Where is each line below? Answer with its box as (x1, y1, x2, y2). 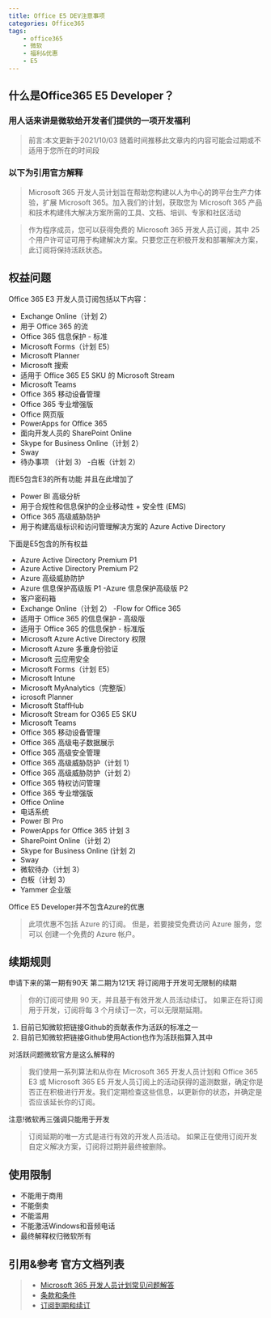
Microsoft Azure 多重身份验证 (19, 644, 119, 654)
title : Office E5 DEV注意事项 (8, 11, 105, 20)
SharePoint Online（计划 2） (19, 835, 116, 845)
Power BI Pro (19, 816, 64, 825)
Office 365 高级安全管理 (19, 748, 101, 757)
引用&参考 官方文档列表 (8, 1257, 125, 1271)
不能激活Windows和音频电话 (19, 1221, 116, 1231)
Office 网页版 (19, 409, 65, 419)
